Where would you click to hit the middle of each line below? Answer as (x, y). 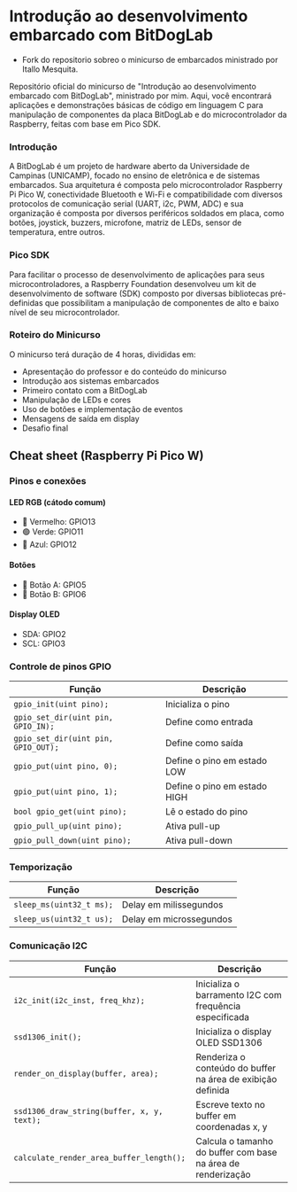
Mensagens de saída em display (80, 418)
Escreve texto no (230, 1104)
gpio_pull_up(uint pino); (68, 826)
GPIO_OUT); (36, 748)
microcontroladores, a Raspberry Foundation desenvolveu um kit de (133, 284)
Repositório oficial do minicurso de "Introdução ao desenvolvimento (133, 86)
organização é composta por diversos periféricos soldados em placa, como (147, 214)
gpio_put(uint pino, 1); (66, 792)
